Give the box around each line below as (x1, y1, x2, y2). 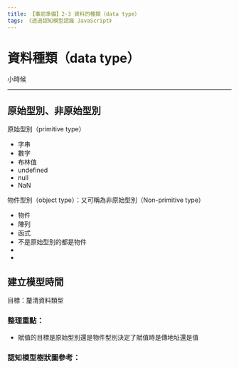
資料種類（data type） (7, 50, 140, 66)
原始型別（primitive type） (7, 125, 85, 133)
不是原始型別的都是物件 (17, 238, 87, 246)
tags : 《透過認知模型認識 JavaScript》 (7, 17, 112, 24)
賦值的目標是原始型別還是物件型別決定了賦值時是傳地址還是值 (17, 333, 199, 342)
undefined (17, 166, 48, 175)
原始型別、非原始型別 (7, 104, 101, 116)
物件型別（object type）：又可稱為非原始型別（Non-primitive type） (7, 196, 205, 204)
